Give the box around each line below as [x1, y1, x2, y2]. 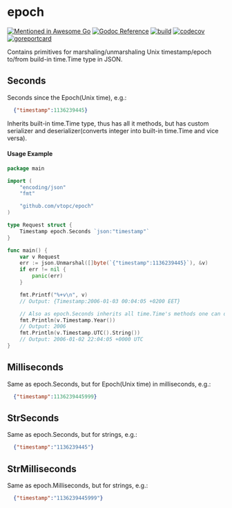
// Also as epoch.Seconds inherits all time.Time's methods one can [19, 310, 221, 317]
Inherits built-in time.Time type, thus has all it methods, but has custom [7, 119, 209, 128]
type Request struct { [7, 222, 72, 228]
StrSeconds [7, 412, 59, 424]
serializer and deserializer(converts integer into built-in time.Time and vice [7, 126, 219, 135]
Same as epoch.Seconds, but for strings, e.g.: [7, 431, 138, 439]
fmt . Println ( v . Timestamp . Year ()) [19, 317, 116, 324]
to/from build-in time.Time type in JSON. [7, 55, 123, 63]
